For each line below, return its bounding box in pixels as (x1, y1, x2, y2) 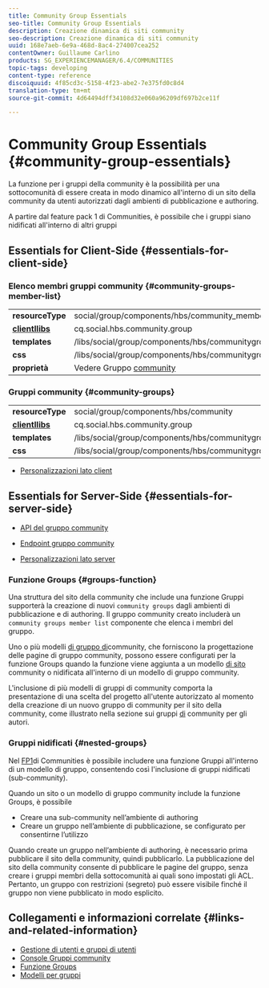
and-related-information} (8, 923, 139, 937)
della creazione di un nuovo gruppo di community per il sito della (8, 700, 223, 710)
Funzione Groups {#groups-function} (8, 574, 158, 585)
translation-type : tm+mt (8, 86, 91, 95)
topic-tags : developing (8, 64, 88, 72)
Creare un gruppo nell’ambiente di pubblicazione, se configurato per (19, 821, 246, 831)
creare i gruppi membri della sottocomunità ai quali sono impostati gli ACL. (8, 871, 254, 880)
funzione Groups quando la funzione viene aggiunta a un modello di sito (8, 659, 246, 669)
